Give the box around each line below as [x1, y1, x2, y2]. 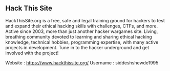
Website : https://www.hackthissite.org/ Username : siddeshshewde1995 [5, 59, 159, 65]
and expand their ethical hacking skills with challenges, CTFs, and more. [5, 23, 158, 29]
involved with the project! [5, 50, 59, 56]
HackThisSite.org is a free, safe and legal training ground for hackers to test [5, 17, 165, 23]
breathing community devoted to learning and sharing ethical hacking [5, 33, 152, 40]
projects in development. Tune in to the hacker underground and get [5, 44, 150, 50]
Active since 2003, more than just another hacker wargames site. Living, [5, 28, 158, 34]
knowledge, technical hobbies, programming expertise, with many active [5, 39, 159, 45]
